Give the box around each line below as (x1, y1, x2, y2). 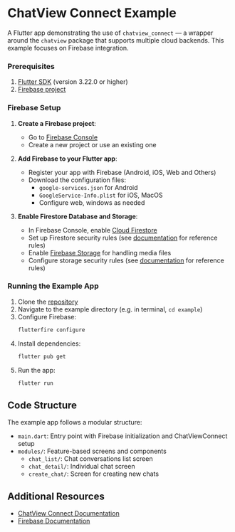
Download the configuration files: (28, 176, 127, 184)
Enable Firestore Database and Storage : (17, 212, 138, 220)
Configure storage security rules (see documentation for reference (28, 256, 224, 265)
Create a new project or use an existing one (28, 140, 157, 149)
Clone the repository (17, 297, 78, 306)
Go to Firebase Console (28, 133, 98, 142)
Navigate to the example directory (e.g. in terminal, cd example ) (17, 304, 203, 314)
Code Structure (7, 399, 77, 411)
